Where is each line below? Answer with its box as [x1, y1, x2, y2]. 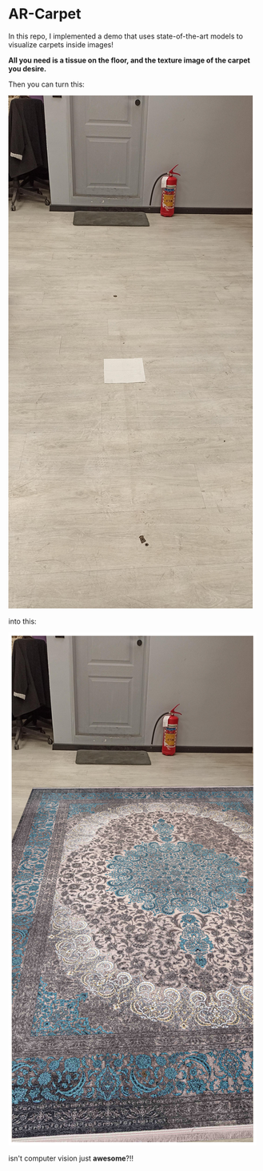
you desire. [8, 63, 46, 73]
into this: [8, 616, 38, 626]
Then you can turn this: [8, 79, 86, 89]
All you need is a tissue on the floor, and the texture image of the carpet [8, 55, 250, 65]
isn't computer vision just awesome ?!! [8, 1153, 134, 1163]
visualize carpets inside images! [8, 39, 114, 49]
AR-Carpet [8, 5, 82, 23]
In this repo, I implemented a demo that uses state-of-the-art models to [8, 31, 244, 41]
